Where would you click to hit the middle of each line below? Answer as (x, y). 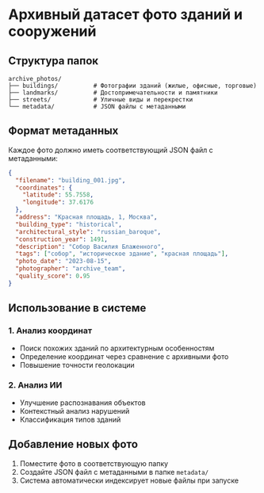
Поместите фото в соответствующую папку (94, 463)
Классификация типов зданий (70, 419)
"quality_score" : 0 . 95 (53, 276)
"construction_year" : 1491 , (62, 239)
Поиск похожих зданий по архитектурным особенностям (117, 348)
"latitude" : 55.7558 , (58, 195)
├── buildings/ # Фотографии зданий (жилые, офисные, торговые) (133, 86)
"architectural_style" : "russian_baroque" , (88, 231)
